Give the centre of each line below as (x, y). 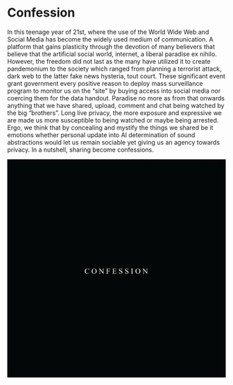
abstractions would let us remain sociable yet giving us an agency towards (114, 142)
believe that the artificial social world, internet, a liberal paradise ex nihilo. (112, 54)
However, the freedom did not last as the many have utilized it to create (109, 61)
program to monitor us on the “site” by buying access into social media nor (114, 91)
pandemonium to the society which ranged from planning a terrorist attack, (114, 69)
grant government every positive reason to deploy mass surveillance (105, 83)
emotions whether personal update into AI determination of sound (101, 135)
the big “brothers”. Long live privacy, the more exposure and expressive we (114, 113)
